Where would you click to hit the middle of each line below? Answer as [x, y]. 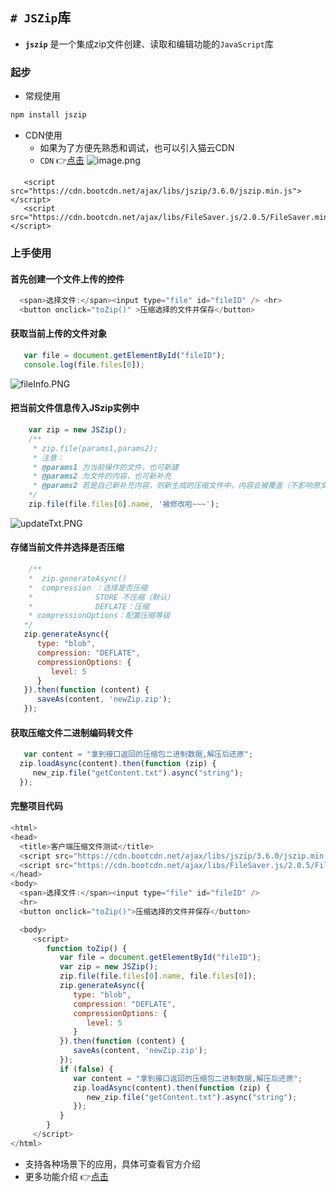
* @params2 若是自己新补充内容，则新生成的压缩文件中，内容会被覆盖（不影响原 [176, 486]
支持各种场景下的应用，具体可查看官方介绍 [112, 1164]
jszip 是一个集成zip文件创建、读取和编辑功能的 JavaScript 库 [149, 44]
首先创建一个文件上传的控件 [67, 279]
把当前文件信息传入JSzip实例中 [75, 408]
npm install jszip [48, 115]
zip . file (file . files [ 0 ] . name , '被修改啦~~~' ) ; [124, 504]
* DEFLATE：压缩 [89, 606]
